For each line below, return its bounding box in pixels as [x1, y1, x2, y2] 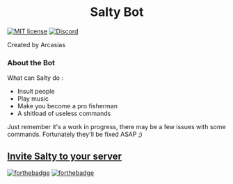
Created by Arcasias [7, 40, 66, 49]
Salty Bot [90, 4, 144, 20]
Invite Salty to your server [7, 150, 122, 162]
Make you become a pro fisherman [17, 102, 118, 110]
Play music [17, 94, 49, 103]
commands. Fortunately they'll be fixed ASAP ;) [7, 130, 143, 139]
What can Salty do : [7, 74, 64, 82]
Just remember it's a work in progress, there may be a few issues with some [7, 123, 226, 131]
